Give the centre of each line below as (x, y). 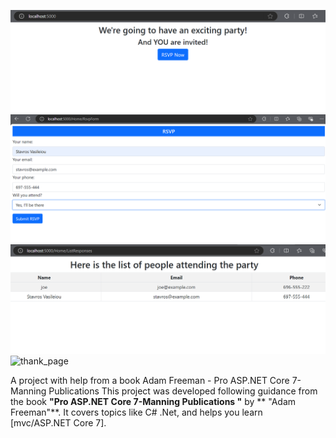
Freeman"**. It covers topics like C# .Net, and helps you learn (136, 412)
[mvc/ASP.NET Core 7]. (58, 422)
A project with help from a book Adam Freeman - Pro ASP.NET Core (150, 380)
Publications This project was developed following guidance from (183, 391)
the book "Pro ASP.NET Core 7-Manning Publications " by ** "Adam (153, 401)
